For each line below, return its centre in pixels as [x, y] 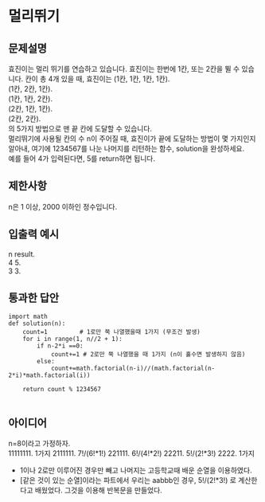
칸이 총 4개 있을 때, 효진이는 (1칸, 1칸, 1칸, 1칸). [97, 79]
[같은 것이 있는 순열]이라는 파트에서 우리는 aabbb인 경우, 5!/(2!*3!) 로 [128, 480]
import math [28, 317]
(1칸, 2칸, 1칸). [31, 89]
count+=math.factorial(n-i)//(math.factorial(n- [133, 369]
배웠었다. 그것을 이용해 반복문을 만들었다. [99, 490]
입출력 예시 [34, 235]
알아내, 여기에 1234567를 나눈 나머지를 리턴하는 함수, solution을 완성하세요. [127, 149]
